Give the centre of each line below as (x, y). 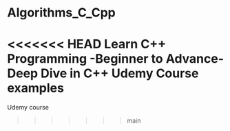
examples (35, 88)
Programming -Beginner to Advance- (116, 59)
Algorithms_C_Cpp (61, 13)
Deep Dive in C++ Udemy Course (103, 73)
